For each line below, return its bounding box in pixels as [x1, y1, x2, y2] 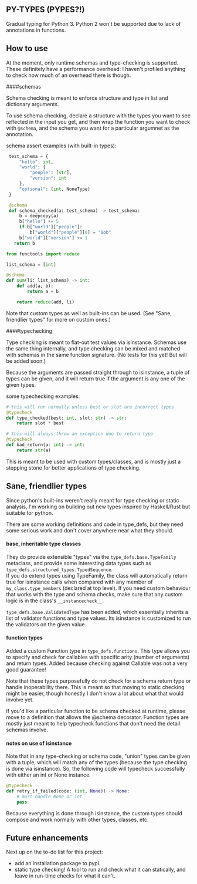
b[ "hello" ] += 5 [19, 218, 59, 225]
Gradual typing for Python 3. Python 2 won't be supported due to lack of [6, 20, 181, 27]
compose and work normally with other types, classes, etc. [6, 816, 149, 823]
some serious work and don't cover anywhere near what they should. [6, 527, 174, 534]
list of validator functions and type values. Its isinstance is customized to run [6, 615, 191, 622]
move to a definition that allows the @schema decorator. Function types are [6, 713, 189, 721]
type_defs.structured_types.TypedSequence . [6, 566, 113, 573]
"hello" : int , [19, 158, 54, 165]
